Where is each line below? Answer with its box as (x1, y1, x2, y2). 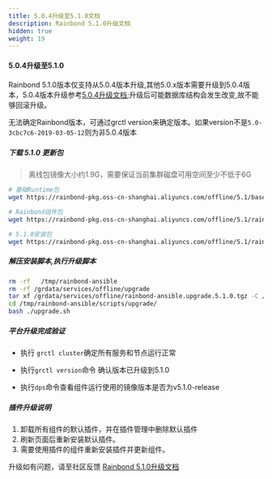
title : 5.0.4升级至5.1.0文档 (8, 11, 101, 20)
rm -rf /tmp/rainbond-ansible (8, 277, 117, 285)
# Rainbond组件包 (8, 208, 63, 216)
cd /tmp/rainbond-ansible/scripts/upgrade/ (8, 300, 158, 308)
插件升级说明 (8, 402, 51, 412)
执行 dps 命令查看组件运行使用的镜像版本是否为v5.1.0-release (19, 382, 220, 391)
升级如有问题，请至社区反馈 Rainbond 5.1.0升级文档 (8, 461, 180, 471)
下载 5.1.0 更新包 (8, 148, 64, 158)
